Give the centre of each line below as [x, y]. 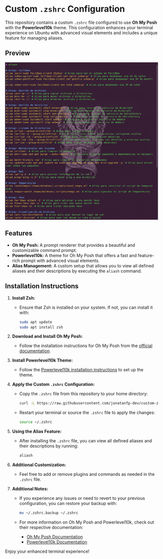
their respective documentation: [51, 527]
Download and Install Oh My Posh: [47, 336]
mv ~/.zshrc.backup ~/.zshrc [49, 513]
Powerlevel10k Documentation [57, 542]
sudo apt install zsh [41, 327]
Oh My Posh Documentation [55, 537]
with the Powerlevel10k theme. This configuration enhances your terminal [79, 27]
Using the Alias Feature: [37, 432]
